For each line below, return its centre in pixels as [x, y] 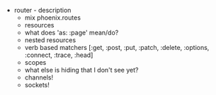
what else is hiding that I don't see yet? [81, 70]
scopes [35, 62]
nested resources [50, 40]
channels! [39, 77]
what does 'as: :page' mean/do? [72, 32]
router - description [42, 10]
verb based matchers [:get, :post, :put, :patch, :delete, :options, [117, 47]
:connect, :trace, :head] [59, 55]
